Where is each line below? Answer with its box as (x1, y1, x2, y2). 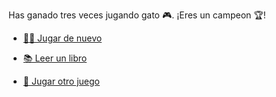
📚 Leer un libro (22, 52, 88, 64)
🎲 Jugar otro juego (22, 75, 101, 87)
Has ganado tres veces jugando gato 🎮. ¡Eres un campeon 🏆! (8, 9, 266, 21)
